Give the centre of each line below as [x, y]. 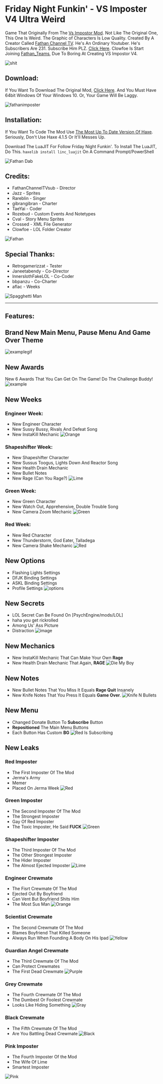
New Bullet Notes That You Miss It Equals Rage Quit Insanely [73, 690]
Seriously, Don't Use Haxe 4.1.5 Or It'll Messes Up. [55, 137]
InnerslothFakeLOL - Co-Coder [43, 276]
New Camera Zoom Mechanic [42, 512]
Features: [20, 316]
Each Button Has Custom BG [41, 733]
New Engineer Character [37, 424]
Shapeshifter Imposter [32, 839]
